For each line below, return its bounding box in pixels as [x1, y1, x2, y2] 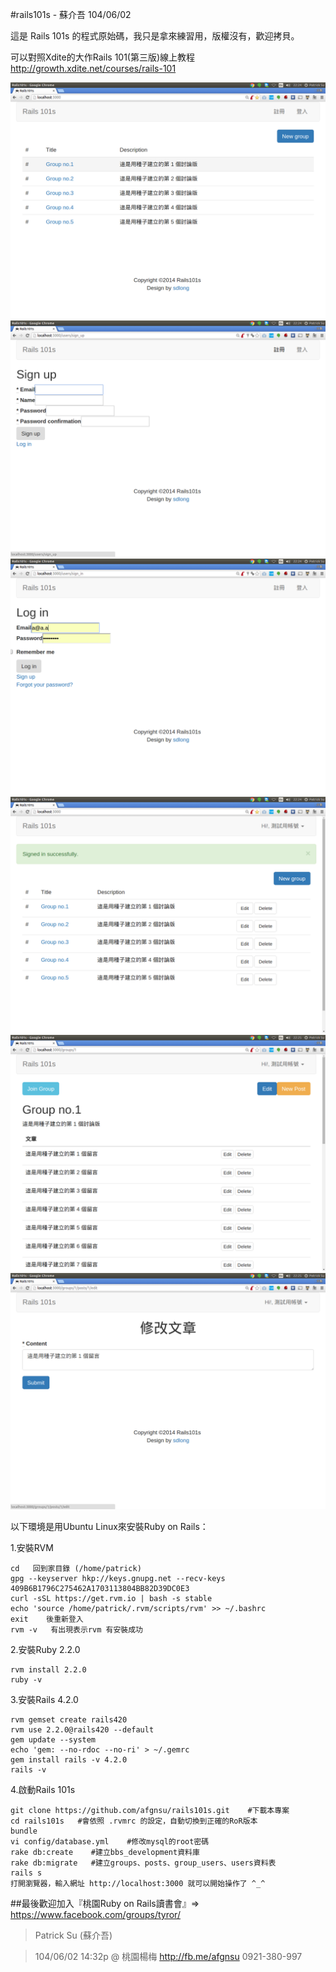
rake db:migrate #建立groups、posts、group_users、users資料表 [10, 1858, 277, 1868]
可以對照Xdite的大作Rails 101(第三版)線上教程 [10, 51, 196, 63]
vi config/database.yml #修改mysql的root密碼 [10, 1837, 210, 1847]
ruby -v [10, 1675, 43, 1685]
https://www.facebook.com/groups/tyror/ [10, 1909, 181, 1920]
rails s [10, 1868, 43, 1878]
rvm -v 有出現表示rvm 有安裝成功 [10, 1625, 143, 1635]
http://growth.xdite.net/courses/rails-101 [10, 63, 177, 74]
